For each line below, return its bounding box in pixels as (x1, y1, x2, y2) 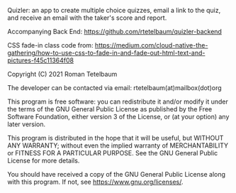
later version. (7, 120, 46, 128)
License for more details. (7, 156, 80, 165)
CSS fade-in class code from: (7, 41, 94, 49)
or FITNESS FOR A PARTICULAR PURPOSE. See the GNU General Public (7, 149, 218, 157)
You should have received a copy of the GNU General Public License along (7, 170, 225, 178)
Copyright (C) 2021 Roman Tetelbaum (7, 70, 118, 78)
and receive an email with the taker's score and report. (7, 13, 167, 22)
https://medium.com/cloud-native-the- (94, 41, 208, 49)
